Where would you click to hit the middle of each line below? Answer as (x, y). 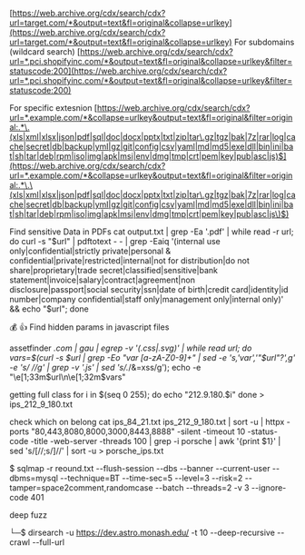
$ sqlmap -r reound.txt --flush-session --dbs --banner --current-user (140, 468)
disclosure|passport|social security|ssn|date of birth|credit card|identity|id (149, 289)
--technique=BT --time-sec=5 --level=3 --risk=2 (152, 478)
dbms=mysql (34, 478)
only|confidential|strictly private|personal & (90, 251)
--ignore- (269, 488)
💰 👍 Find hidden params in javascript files (89, 327)
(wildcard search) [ (45, 52)
